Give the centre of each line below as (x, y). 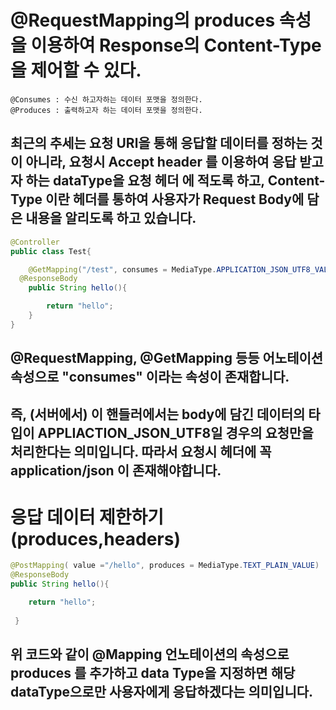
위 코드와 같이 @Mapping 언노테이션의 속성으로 (150, 654)
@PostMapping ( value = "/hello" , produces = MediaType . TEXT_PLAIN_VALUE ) (165, 566)
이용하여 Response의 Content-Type (176, 45)
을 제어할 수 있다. (76, 70)
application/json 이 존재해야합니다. (116, 470)
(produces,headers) (95, 538)
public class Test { (51, 251)
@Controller (35, 242)
